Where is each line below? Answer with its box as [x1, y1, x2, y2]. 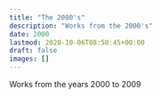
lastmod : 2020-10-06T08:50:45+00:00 [9, 37, 145, 47]
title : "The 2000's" [9, 12, 86, 22]
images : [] [9, 54, 50, 63]
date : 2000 [9, 29, 50, 38]
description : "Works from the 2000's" [9, 21, 153, 30]
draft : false [9, 46, 58, 55]
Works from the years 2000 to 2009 [9, 79, 141, 89]
